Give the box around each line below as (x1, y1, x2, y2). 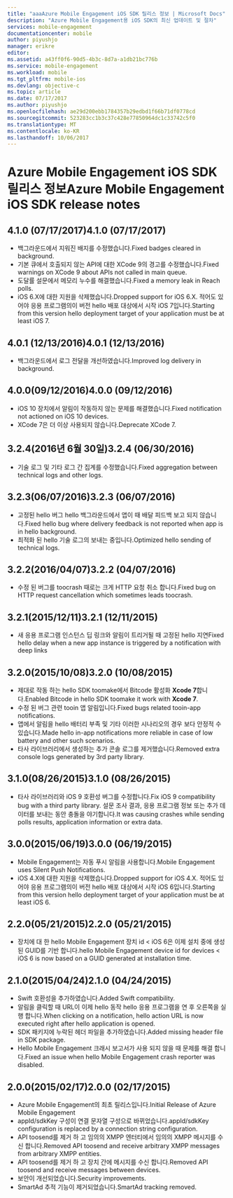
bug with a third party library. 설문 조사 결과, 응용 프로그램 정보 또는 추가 (17, 801, 218, 810)
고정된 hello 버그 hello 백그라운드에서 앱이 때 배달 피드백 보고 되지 (17, 510, 198, 519)
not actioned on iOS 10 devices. (17, 411, 109, 421)
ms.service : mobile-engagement (7, 62, 99, 69)
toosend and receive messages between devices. (17, 1166, 161, 1174)
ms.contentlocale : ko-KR (7, 128, 80, 135)
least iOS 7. (17, 317, 50, 325)
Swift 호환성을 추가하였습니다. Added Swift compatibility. (17, 994, 176, 1002)
